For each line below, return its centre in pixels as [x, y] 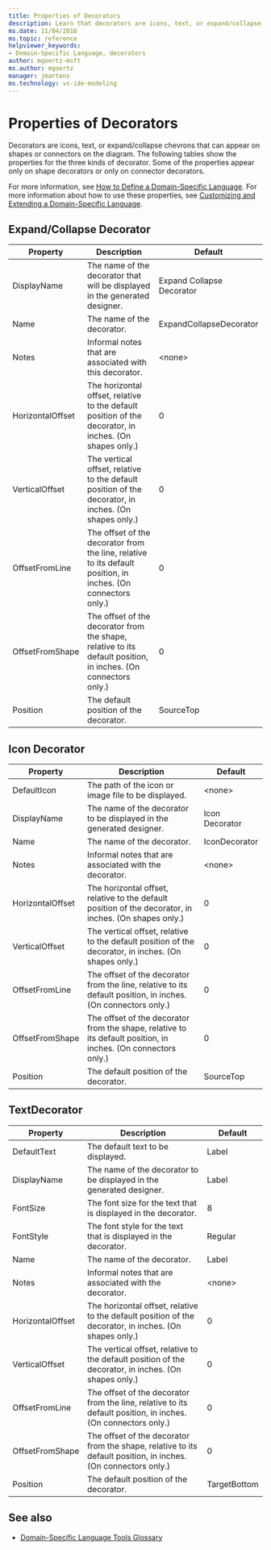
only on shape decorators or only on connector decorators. [107, 171]
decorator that [115, 276]
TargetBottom [233, 1484]
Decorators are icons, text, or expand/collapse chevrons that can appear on [134, 145]
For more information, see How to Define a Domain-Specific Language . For [133, 187]
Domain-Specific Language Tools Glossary [91, 1537]
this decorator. [115, 373]
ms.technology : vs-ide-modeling [63, 83]
